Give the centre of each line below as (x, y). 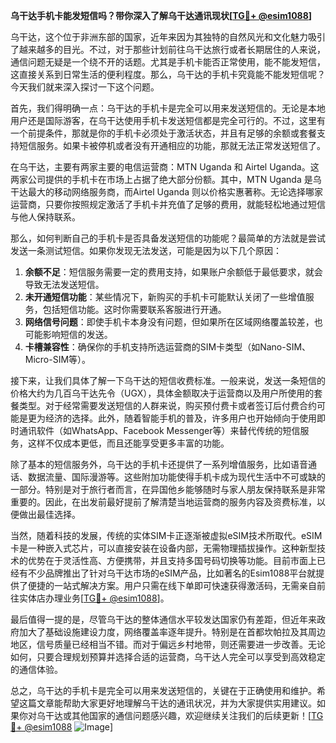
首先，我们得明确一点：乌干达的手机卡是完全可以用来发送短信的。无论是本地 (168, 108)
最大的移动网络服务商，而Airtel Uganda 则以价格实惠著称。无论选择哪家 (175, 192)
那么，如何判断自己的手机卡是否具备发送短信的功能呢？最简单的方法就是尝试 (168, 238)
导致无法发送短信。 (64, 284)
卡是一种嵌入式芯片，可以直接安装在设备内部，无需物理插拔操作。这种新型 (163, 548)
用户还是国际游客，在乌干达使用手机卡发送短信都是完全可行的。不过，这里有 (168, 120)
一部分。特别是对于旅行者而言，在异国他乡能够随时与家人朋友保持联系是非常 (168, 489)
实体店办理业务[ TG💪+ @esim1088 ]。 (94, 598)
